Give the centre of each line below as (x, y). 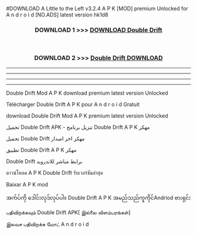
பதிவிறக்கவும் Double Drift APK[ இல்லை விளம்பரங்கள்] (68, 212)
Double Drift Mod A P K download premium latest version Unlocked (87, 93)
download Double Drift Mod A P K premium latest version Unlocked (87, 116)
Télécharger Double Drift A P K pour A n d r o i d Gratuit (73, 104)
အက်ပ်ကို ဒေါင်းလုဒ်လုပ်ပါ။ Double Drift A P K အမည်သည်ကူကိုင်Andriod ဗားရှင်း (98, 198)
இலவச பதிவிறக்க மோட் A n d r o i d (47, 224)
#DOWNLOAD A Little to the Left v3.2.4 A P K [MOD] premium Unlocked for (97, 9)
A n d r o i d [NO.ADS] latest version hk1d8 (57, 15)
